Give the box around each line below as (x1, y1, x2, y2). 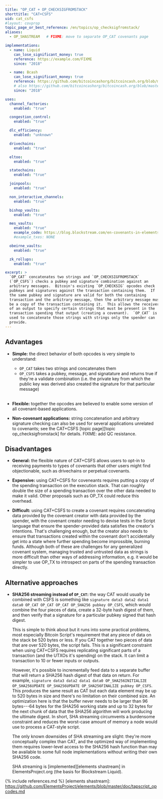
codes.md (5, 789, 25, 795)
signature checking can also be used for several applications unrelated (12, 420, 154, 426)
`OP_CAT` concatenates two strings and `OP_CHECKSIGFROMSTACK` (9, 274, 140, 280)
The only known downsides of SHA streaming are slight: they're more (12, 733, 151, 740)
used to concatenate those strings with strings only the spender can (9, 315, 155, 320)
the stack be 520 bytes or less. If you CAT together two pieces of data (12, 637, 153, 643)
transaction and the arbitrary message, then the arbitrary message (9, 297, 151, 302)
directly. (12, 564, 29, 570)
